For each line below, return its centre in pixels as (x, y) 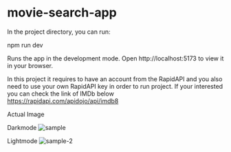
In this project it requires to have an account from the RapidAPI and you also (115, 79)
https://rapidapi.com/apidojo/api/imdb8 (63, 100)
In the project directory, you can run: (59, 32)
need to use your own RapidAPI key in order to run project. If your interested (115, 86)
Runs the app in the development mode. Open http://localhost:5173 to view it (115, 58)
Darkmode (22, 127)
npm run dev (25, 45)
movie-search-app (62, 13)
